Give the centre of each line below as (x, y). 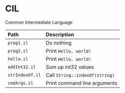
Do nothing (59, 43)
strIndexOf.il (24, 75)
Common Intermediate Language (39, 22)
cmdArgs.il (20, 83)
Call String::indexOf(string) (80, 75)
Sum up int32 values (70, 67)
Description (60, 34)
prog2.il (18, 51)
